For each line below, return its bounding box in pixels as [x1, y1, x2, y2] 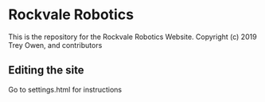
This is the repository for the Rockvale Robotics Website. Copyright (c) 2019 [8, 32, 257, 41]
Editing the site [8, 64, 85, 77]
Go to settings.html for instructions [8, 84, 122, 94]
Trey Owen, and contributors [8, 40, 103, 49]
